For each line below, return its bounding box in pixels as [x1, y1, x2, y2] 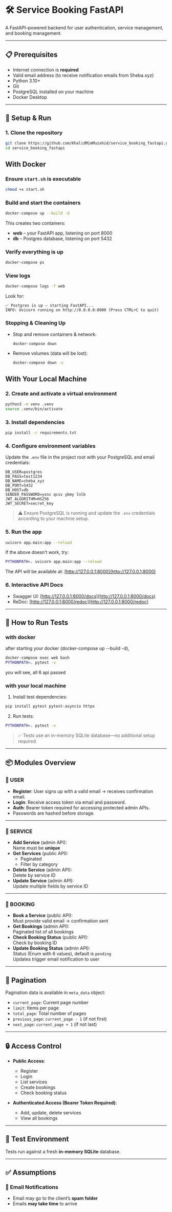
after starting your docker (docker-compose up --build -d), [5, 645, 130, 652]
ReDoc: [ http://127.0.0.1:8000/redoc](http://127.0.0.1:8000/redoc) [12, 599, 148, 605]
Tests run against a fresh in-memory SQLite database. [5, 1148, 121, 1154]
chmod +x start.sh [5, 187, 45, 192]
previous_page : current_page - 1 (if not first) [12, 1016, 107, 1022]
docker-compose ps [5, 260, 45, 265]
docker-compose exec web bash [5, 655, 70, 661]
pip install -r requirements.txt [5, 430, 77, 436]
